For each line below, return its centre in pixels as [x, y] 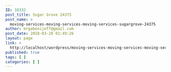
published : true [22, 52]
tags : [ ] [16, 57]
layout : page [19, 39]
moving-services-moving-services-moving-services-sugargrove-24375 [83, 24]
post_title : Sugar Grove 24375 [38, 15]
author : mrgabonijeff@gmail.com [39, 29]
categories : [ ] [22, 62]
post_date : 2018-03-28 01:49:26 [39, 33]
